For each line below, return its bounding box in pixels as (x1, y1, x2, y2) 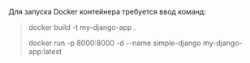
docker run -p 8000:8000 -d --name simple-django (28, 38, 201, 48)
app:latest (28, 47, 62, 56)
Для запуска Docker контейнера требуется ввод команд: (8, 7, 207, 16)
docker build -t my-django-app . (28, 23, 136, 31)
